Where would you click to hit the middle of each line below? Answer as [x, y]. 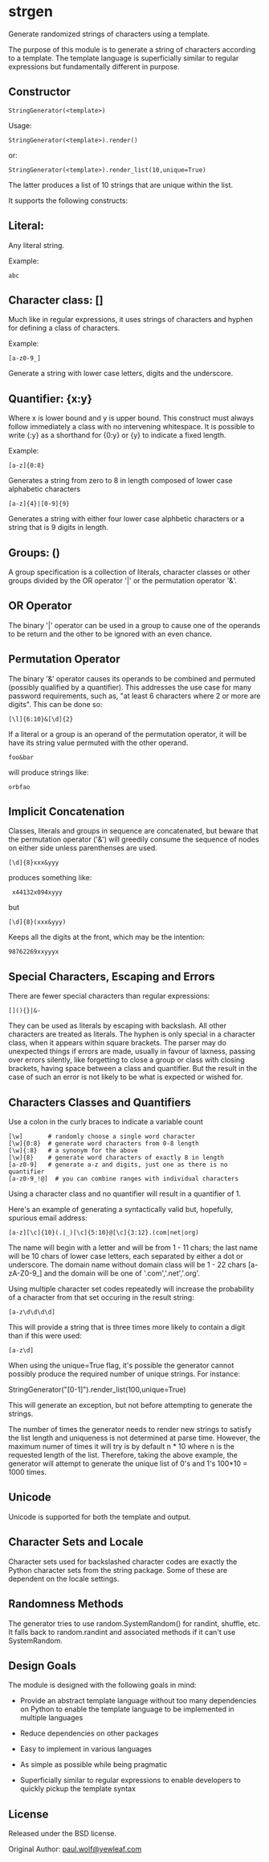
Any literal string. [37, 245]
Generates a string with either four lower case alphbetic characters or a [126, 519]
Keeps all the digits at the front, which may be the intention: [107, 937]
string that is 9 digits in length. [58, 528]
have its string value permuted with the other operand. [98, 743]
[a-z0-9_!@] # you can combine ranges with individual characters [124, 1179]
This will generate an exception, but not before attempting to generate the [130, 1405]
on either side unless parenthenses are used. [83, 848]
